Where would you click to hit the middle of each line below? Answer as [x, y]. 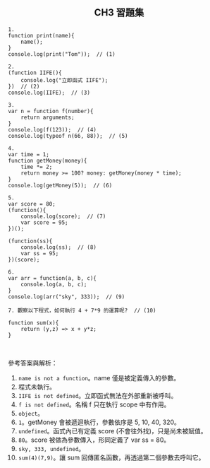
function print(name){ [41, 35]
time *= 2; [37, 167]
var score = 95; [45, 222]
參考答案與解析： [33, 363]
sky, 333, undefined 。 [51, 448]
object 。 [31, 413]
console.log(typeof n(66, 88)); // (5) [68, 136]
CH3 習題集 [119, 13]
